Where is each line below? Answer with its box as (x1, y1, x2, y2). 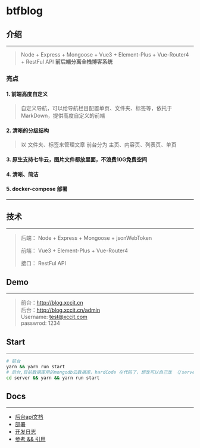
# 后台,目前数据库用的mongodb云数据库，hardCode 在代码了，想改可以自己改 (6, 369, 173, 375)
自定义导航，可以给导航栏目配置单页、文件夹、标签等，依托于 (20, 105, 173, 112)
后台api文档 (14, 413, 43, 421)
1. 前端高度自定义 (6, 90, 48, 98)
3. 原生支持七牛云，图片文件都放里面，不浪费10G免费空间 (6, 156, 148, 163)
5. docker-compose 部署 (6, 186, 67, 193)
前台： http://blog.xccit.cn (20, 299, 83, 306)
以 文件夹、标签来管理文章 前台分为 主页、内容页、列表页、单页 (20, 141, 177, 148)
